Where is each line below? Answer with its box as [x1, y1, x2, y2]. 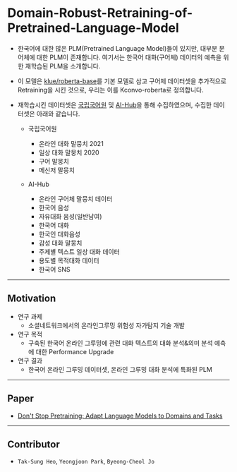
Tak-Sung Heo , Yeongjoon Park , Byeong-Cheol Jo [17, 457, 155, 466]
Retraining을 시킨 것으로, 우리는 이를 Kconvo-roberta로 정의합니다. [17, 85, 204, 94]
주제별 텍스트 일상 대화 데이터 [38, 247, 120, 255]
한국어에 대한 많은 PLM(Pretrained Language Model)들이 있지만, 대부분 [17, 44, 218, 52]
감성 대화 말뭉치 [38, 238, 83, 247]
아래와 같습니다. [36, 109, 80, 118]
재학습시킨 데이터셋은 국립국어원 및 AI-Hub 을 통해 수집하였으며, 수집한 [17, 100, 212, 109]
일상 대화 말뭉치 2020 [38, 148, 100, 157]
